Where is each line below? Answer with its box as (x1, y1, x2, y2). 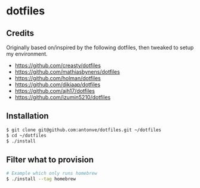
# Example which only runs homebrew (6, 171, 97, 177)
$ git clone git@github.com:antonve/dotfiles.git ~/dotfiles (6, 127, 162, 133)
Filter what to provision (6, 154, 94, 165)
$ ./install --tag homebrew (6, 176, 76, 182)
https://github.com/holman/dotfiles (14, 75, 101, 81)
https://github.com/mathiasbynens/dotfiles (14, 68, 121, 75)
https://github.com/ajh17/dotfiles (14, 87, 96, 94)
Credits (6, 28, 35, 38)
